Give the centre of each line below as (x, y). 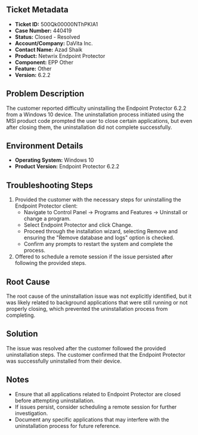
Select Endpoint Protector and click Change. (78, 225)
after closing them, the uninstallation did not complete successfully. (89, 127)
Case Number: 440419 (43, 30)
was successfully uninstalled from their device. (64, 361)
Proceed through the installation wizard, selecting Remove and (100, 232)
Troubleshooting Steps (50, 185)
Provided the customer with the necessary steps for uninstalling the (98, 200)
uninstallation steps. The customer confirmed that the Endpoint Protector (96, 354)
